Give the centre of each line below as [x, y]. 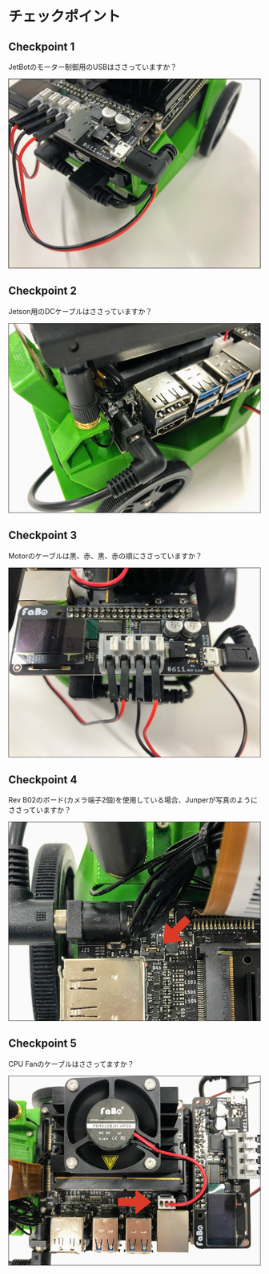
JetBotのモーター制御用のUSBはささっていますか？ [93, 67]
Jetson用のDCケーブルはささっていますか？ [80, 311]
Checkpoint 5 [43, 1044]
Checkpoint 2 [43, 291]
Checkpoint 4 [43, 780]
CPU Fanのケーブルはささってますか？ [71, 1064]
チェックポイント [65, 16]
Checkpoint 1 [42, 46]
